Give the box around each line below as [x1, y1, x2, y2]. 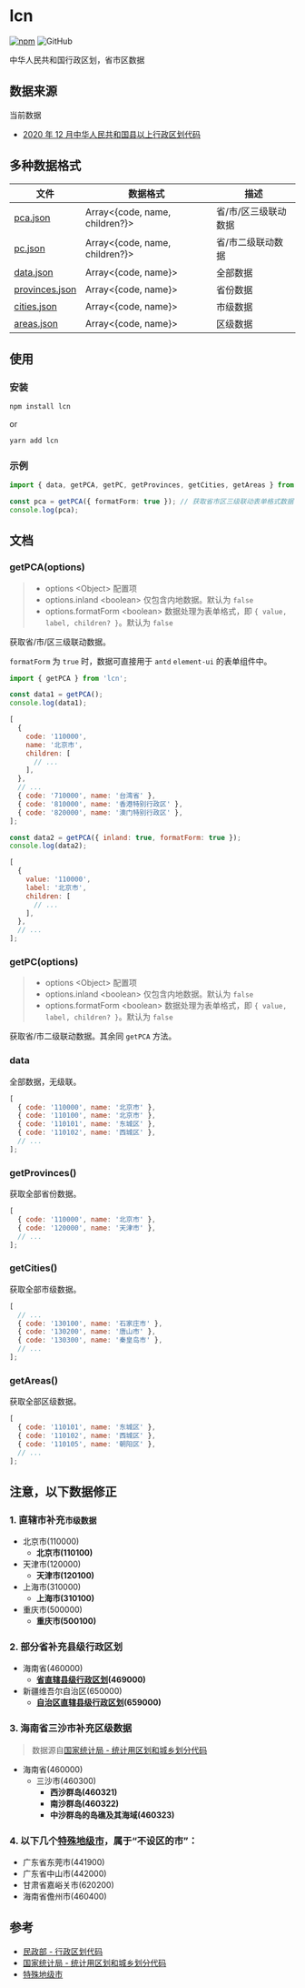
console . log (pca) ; [9, 506, 79, 515]
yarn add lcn [9, 436, 59, 446]
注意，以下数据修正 [9, 1484, 117, 1499]
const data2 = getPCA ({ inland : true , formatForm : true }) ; [9, 833, 242, 842]
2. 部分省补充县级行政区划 [9, 1640, 123, 1653]
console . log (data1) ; [9, 698, 88, 708]
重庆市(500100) [35, 1616, 97, 1627]
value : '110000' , [25, 875, 92, 884]
